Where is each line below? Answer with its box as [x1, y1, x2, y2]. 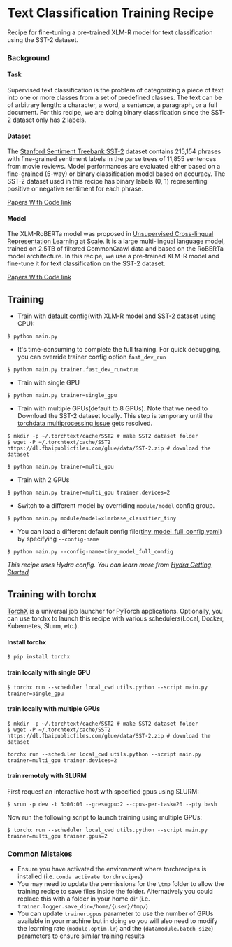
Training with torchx [7, 588, 97, 600]
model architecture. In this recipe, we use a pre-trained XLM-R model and [7, 252, 219, 261]
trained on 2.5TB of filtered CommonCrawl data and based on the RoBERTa [7, 244, 224, 253]
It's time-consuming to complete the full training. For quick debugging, [17, 345, 222, 354]
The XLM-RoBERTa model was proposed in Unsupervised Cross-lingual [7, 230, 214, 238]
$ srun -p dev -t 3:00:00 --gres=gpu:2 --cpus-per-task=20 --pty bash [7, 801, 217, 808]
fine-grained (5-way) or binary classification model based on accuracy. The [7, 170, 226, 178]
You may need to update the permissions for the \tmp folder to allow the [17, 880, 224, 888]
